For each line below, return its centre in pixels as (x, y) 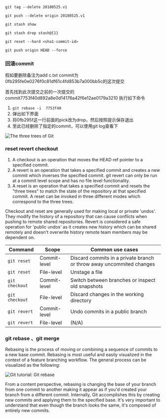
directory (81, 300)
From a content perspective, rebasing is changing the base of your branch (81, 384)
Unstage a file (86, 272)
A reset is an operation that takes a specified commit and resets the (81, 186)
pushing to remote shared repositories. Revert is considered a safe (73, 222)
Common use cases (114, 249)
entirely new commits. (28, 410)
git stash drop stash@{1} (32, 33)
